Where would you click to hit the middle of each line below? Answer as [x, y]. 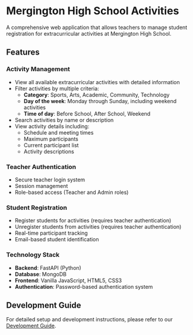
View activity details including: [52, 126]
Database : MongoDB [41, 274]
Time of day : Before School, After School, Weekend [87, 113]
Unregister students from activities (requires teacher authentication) [98, 227]
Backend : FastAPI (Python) [48, 267]
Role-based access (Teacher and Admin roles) [72, 192]
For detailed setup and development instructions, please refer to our [90, 320]
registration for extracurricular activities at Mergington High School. [89, 33]
